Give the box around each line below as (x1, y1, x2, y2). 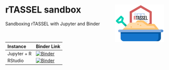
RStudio (7, 57, 24, 64)
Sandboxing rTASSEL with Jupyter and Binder (5, 21, 100, 27)
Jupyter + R (7, 50, 32, 56)
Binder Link (36, 43, 61, 49)
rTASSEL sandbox (5, 4, 82, 16)
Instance (7, 43, 27, 49)
